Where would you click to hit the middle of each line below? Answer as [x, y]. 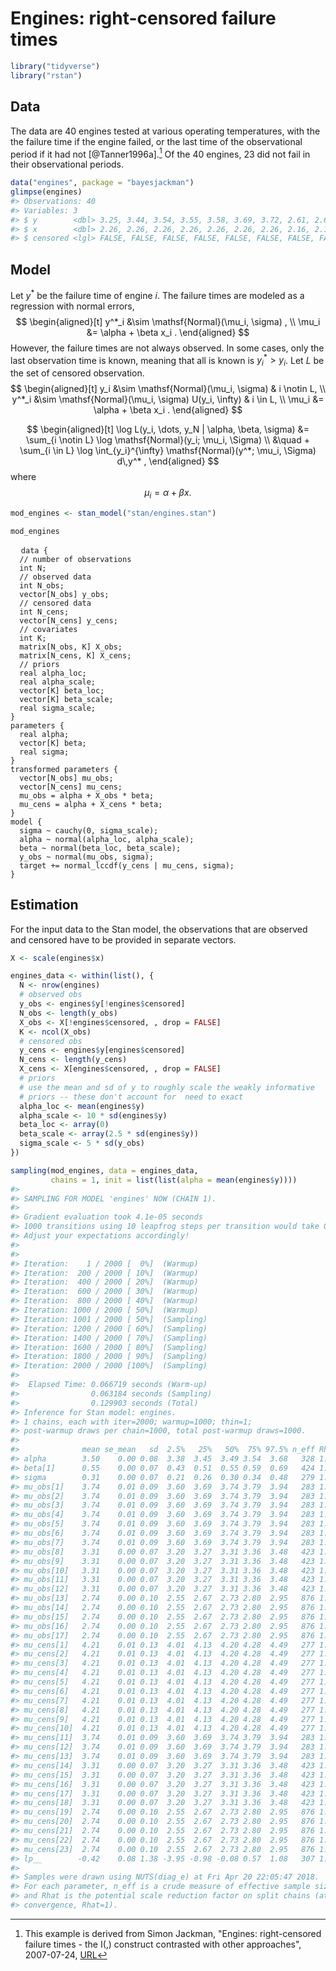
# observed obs [51, 995]
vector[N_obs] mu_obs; [66, 778]
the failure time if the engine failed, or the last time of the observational [156, 141]
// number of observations [75, 559]
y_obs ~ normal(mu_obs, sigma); [87, 857]
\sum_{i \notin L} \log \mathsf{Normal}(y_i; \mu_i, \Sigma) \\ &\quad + [167, 440]
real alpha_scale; [58, 682]
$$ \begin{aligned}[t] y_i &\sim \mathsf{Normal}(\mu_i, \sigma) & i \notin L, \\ [168, 389]
